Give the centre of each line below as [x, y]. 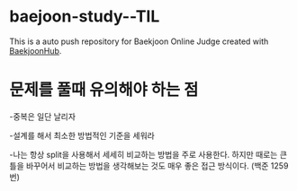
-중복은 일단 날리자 [43, 116]
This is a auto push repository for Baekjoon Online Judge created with [139, 41]
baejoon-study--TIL [85, 17]
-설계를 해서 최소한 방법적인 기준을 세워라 [82, 135]
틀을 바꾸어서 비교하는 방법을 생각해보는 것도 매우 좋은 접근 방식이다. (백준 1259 [149, 165]
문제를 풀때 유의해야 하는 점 [104, 90]
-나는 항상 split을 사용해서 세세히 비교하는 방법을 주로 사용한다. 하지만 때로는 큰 [148, 154]
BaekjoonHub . [36, 50]
